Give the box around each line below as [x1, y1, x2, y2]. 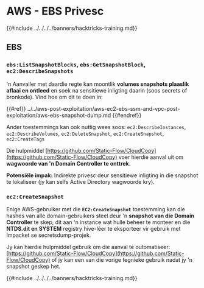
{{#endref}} [112, 111, 142, 119]
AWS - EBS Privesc [6, 4, 104, 18]
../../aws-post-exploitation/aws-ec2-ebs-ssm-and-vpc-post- [27, 105, 180, 112]
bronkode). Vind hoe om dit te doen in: [6, 93, 103, 100]
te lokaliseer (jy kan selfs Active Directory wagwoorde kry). [6, 178, 155, 185]
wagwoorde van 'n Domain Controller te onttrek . [6, 160, 131, 167]
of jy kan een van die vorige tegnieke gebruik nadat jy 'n [51, 256, 193, 263]
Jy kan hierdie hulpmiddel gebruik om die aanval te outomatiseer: [6, 243, 171, 250]
